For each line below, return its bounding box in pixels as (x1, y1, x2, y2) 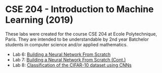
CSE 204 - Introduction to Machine (5, 4, 154, 15)
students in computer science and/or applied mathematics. (5, 41, 128, 47)
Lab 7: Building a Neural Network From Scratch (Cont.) (12, 56, 126, 62)
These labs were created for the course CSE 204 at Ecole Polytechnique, (5, 31, 157, 37)
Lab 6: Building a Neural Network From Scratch (12, 51, 111, 57)
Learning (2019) (5, 14, 74, 26)
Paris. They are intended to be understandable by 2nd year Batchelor (5, 36, 149, 42)
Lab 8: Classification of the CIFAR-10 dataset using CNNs (12, 62, 132, 68)
